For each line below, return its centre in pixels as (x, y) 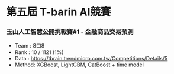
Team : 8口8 (30, 46)
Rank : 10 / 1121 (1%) (39, 52)
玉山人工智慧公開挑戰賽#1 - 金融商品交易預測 (70, 32)
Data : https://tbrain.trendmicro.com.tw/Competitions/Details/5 (91, 59)
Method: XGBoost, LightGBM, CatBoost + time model (79, 65)
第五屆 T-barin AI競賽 (59, 12)
